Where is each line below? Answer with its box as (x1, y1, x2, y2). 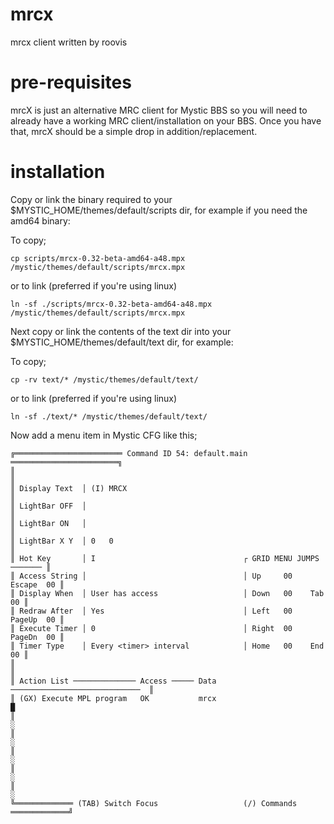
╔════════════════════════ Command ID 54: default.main (10, 448, 248, 458)
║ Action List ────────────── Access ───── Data (10, 676, 217, 686)
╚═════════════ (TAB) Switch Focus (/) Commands (10, 798, 298, 808)
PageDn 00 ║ (10, 632, 65, 642)
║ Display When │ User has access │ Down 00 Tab (10, 588, 325, 598)
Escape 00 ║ (10, 579, 65, 590)
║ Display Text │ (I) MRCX (10, 483, 128, 493)
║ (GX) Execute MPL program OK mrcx (10, 693, 217, 703)
